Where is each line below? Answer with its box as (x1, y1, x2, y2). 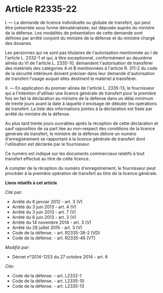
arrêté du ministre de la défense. (5, 111, 71, 117)
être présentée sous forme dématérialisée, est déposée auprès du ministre (5, 24, 155, 30)
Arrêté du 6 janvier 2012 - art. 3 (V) (12, 198, 83, 204)
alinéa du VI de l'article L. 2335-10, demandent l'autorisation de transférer (5, 60, 153, 66)
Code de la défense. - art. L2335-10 (12, 278, 84, 284)
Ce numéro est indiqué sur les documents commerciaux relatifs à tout (5, 150, 145, 156)
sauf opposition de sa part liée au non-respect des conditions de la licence (5, 125, 155, 131)
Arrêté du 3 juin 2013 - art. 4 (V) (12, 204, 77, 210)
